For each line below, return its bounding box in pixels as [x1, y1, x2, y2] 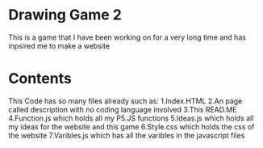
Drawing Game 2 [8, 6, 123, 24]
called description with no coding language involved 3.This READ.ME [8, 104, 237, 114]
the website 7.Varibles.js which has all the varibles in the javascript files [8, 130, 245, 140]
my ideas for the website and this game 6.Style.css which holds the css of [8, 121, 255, 131]
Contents [8, 70, 73, 88]
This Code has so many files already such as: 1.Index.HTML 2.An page [8, 95, 243, 106]
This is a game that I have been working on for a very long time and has [8, 32, 246, 42]
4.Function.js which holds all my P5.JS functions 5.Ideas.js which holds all [8, 113, 254, 123]
